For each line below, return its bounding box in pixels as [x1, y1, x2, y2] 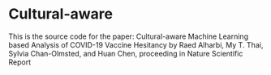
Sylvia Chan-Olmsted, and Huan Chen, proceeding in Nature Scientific [8, 48, 243, 58]
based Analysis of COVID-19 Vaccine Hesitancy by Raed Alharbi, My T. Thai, [8, 40, 264, 49]
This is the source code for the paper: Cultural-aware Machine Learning [8, 31, 249, 41]
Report [8, 57, 32, 67]
